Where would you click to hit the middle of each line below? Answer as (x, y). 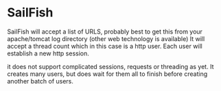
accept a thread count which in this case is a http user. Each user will (105, 46)
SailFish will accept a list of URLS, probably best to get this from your (105, 31)
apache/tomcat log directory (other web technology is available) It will (106, 38)
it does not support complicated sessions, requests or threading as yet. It (110, 66)
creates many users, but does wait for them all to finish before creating (107, 74)
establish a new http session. (48, 53)
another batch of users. (40, 81)
